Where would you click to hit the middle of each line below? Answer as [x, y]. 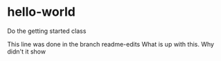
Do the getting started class [47, 31]
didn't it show [27, 51]
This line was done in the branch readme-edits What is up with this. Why [111, 44]
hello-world [42, 12]
